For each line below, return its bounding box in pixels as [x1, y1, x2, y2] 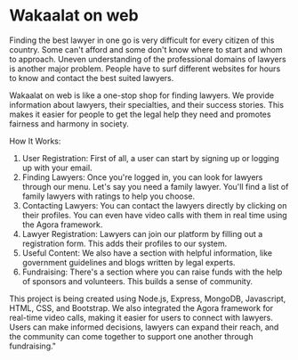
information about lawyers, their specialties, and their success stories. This [9, 99, 285, 110]
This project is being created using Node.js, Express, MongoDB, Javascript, [9, 293, 286, 304]
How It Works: [9, 135, 61, 146]
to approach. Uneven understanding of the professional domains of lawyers [9, 53, 286, 64]
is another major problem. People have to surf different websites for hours [9, 63, 281, 74]
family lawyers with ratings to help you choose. [21, 191, 196, 201]
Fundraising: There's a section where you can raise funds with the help [21, 266, 283, 277]
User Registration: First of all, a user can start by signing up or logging [21, 152, 280, 163]
